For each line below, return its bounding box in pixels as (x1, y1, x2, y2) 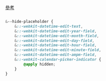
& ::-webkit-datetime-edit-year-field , (14, 29, 97, 34)
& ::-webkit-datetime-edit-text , (14, 23, 83, 29)
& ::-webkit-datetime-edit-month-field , (14, 33, 99, 38)
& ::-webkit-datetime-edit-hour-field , (14, 43, 97, 48)
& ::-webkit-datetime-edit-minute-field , (14, 47, 101, 52)
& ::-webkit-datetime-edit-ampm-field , (14, 52, 97, 58)
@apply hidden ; (23, 62, 56, 67)
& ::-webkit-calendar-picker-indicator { (14, 57, 101, 62)
